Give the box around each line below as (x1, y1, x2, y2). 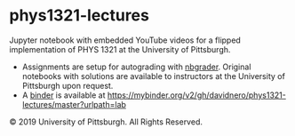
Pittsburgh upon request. (21, 80, 114, 91)
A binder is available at (21, 90, 106, 100)
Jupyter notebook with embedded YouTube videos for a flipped (9, 35, 242, 45)
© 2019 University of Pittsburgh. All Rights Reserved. (9, 116, 203, 127)
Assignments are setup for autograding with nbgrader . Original (21, 61, 251, 72)
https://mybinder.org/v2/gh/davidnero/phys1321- (107, 90, 286, 100)
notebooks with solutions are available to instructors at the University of (21, 70, 286, 81)
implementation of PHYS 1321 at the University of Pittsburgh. (9, 44, 231, 54)
